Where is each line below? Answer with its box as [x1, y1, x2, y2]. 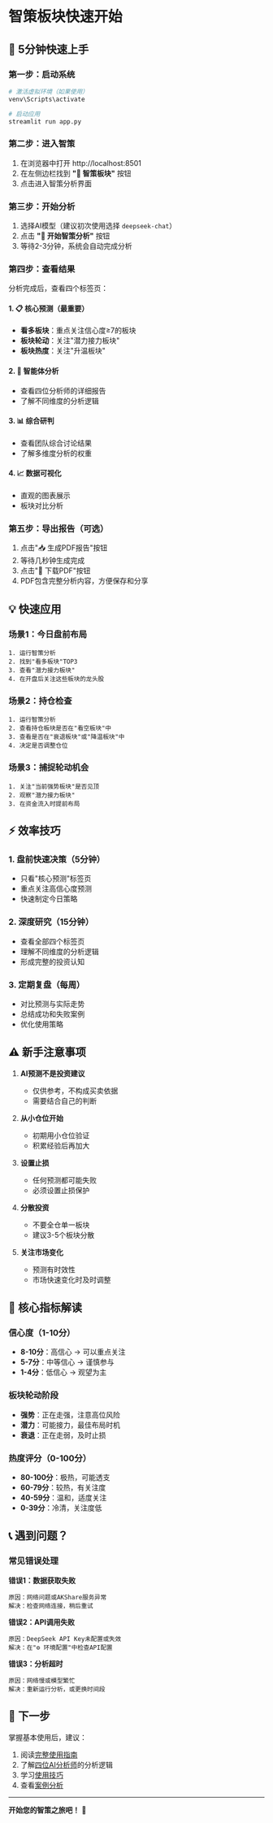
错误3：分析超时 [8, 1659, 63, 1669]
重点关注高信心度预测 [19, 883, 92, 894]
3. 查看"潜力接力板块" [8, 666, 76, 675]
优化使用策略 [19, 1019, 63, 1029]
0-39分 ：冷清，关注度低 [19, 1503, 102, 1513]
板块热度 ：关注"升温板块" [19, 346, 106, 356]
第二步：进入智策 [8, 138, 76, 150]
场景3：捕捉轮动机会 [8, 762, 89, 773]
